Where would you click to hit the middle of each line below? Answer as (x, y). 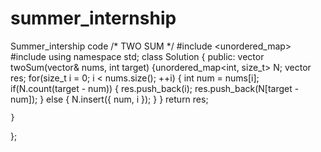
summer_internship (93, 18)
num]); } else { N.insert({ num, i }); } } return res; (109, 99)
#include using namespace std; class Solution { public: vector (137, 56)
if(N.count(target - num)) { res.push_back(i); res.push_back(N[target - (155, 88)
